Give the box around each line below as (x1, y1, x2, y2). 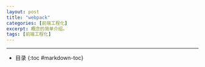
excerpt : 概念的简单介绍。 (6, 25, 68, 32)
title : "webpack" (6, 14, 51, 21)
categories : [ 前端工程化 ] (6, 20, 68, 26)
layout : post (6, 8, 40, 15)
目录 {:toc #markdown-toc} (15, 54, 84, 62)
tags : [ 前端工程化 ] (6, 31, 51, 37)
